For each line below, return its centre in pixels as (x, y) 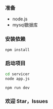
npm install (17, 50)
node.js (20, 19)
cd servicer (17, 74)
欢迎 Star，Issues (26, 102)
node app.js (17, 79)
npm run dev (17, 88)
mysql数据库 (25, 25)
